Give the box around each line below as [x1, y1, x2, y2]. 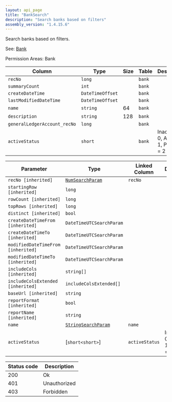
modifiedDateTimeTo [8, 254, 55, 260]
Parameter [21, 165, 48, 173]
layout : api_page [5, 7, 42, 13]
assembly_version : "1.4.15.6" [5, 22, 70, 27]
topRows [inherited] [8, 203, 58, 209]
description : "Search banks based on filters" [5, 17, 106, 22]
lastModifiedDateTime [8, 98, 60, 103]
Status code [8, 363, 38, 370]
